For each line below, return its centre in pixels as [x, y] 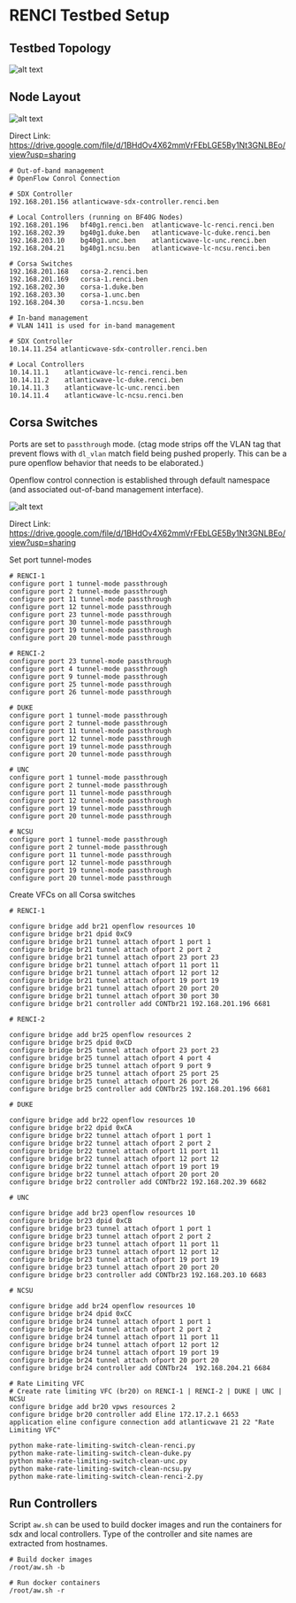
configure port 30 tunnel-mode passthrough [91, 622]
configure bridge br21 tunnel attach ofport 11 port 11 [114, 965]
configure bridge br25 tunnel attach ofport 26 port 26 [114, 1081]
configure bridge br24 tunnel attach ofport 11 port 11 [114, 1337]
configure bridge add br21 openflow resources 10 [102, 926]
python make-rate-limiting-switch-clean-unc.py [99, 1461]
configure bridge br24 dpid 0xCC [71, 1313]
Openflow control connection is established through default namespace [140, 480]
